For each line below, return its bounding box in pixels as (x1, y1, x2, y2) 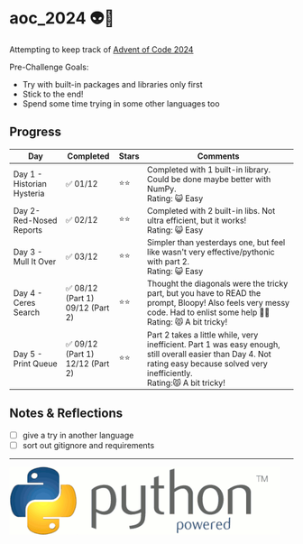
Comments (197, 151, 240, 161)
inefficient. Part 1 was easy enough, (147, 338, 281, 349)
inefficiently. (147, 367, 193, 378)
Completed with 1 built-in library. (147, 164, 271, 175)
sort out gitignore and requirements (22, 439, 155, 450)
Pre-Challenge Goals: (9, 61, 89, 72)
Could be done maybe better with (147, 173, 271, 184)
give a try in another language (22, 429, 134, 440)
